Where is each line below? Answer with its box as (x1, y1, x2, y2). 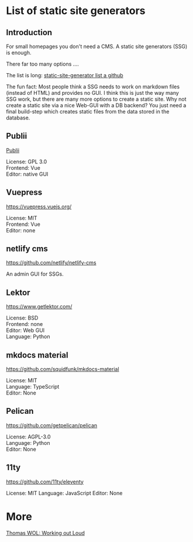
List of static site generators (6, 4, 146, 18)
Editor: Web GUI (6, 327, 45, 334)
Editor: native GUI (6, 170, 49, 177)
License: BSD (6, 314, 39, 321)
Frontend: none (6, 321, 43, 328)
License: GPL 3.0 (6, 158, 47, 165)
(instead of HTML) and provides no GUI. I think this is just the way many (6, 90, 180, 96)
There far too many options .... (6, 60, 79, 67)
